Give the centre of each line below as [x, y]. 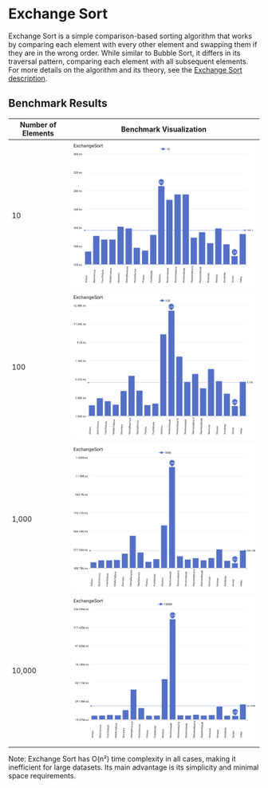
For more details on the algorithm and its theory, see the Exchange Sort [125, 69]
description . [28, 78]
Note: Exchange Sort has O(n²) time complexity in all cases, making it [122, 758]
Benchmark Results [58, 103]
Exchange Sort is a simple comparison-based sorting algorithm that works [130, 36]
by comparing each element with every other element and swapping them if [133, 44]
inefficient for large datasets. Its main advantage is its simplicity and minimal [134, 767]
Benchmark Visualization [164, 129]
